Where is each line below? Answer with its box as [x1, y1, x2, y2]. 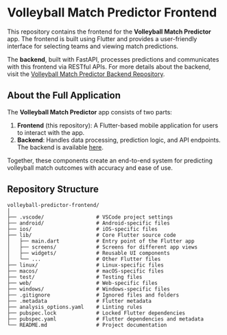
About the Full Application [7, 90, 121, 101]
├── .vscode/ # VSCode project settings [7, 214, 174, 221]
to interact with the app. [16, 128, 85, 136]
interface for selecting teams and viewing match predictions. [7, 42, 179, 50]
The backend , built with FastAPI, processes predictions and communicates [7, 55, 219, 63]
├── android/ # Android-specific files [7, 219, 170, 227]
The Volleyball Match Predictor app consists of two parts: [7, 108, 173, 116]
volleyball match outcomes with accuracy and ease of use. [7, 163, 174, 172]
